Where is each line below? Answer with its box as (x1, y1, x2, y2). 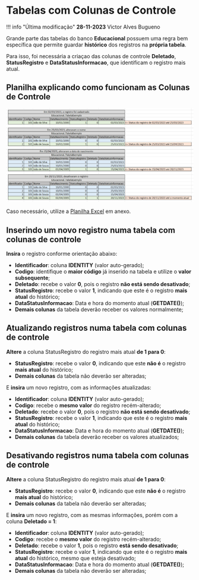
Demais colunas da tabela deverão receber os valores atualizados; (14, 433, 179, 440)
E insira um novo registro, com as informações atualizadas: (6, 384, 151, 391)
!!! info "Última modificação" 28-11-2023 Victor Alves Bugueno (6, 23, 160, 30)
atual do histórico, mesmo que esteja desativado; (14, 554, 137, 562)
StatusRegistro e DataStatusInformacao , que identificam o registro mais (6, 59, 186, 66)
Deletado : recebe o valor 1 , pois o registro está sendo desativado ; (14, 542, 179, 549)
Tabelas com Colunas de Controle (6, 4, 176, 17)
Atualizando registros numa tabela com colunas (6, 323, 187, 333)
